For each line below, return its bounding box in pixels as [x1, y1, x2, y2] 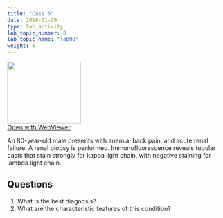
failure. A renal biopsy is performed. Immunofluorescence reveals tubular [7, 144, 216, 152]
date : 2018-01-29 [7, 17, 57, 24]
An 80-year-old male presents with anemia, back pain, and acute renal [7, 136, 208, 145]
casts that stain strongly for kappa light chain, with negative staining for [7, 152, 211, 159]
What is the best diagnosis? [17, 197, 96, 205]
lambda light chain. [7, 158, 62, 167]
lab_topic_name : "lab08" [7, 36, 79, 43]
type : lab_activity [7, 23, 64, 30]
